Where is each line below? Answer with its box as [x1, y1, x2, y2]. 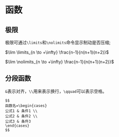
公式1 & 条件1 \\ [5, 109, 38, 113]
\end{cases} [5, 123, 30, 128]
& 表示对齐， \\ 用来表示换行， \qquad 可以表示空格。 [5, 88, 107, 94]
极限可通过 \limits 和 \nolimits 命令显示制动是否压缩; [5, 40, 111, 45]
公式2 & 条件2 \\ [5, 113, 38, 118]
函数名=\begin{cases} [5, 103, 47, 108]
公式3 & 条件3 [5, 119, 31, 124]
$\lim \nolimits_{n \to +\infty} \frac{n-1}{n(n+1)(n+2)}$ [5, 59, 114, 64]
